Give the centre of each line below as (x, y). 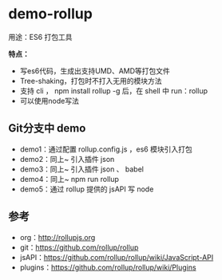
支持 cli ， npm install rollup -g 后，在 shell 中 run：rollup (113, 91)
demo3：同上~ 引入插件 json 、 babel (81, 169)
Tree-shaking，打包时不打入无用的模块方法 (91, 81)
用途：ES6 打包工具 (41, 37)
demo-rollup (51, 14)
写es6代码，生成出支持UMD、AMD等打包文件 (95, 71)
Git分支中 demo (47, 128)
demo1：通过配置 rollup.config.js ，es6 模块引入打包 (106, 149)
